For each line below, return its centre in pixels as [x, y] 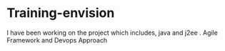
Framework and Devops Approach [57, 40]
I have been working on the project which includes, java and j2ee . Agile [112, 33]
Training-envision [61, 13]
